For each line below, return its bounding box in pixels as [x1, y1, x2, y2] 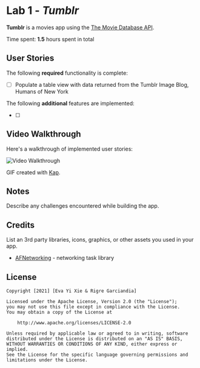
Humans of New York [15, 87, 68, 95]
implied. [6, 347, 28, 353]
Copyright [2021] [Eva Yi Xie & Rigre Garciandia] [6, 288, 137, 295]
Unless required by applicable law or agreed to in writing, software [6, 330, 188, 337]
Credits [6, 220, 35, 230]
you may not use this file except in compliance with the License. [6, 304, 181, 310]
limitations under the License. [6, 357, 88, 363]
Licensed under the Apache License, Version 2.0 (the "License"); [6, 299, 178, 305]
